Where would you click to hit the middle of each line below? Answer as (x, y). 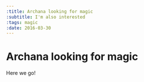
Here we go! (21, 73)
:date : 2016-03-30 (29, 28)
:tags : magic (22, 22)
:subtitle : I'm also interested (46, 17)
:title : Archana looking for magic (50, 11)
